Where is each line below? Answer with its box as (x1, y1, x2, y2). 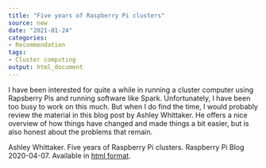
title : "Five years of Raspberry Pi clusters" (8, 11, 165, 20)
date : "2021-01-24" (8, 26, 73, 34)
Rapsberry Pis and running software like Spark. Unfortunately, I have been (8, 93, 251, 103)
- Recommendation (8, 41, 66, 49)
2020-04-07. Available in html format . (8, 151, 131, 160)
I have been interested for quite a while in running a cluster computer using (8, 85, 254, 94)
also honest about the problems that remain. (8, 127, 153, 136)
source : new (8, 19, 48, 27)
